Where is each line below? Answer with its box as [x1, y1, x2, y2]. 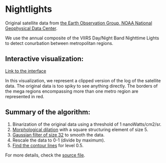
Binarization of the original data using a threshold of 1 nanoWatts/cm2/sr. [12, 121, 162, 127]
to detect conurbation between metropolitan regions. [5, 40, 113, 46]
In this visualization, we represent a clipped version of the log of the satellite [5, 77, 161, 83]
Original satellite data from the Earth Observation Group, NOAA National [5, 20, 153, 26]
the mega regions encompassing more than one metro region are [5, 88, 139, 94]
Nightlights [5, 3, 52, 15]
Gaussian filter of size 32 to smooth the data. [12, 132, 105, 138]
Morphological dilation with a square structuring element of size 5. [12, 126, 148, 133]
